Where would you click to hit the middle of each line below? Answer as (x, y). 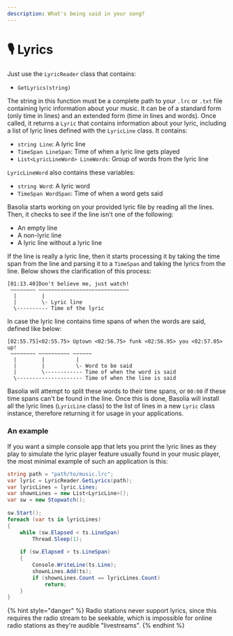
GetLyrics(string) (44, 88)
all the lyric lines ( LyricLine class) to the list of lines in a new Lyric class (111, 406)
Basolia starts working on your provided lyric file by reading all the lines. (111, 207)
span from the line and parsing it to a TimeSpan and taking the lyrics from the (116, 263)
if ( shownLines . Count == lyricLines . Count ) (96, 578)
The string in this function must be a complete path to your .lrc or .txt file (115, 101)
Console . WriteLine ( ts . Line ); (75, 565)
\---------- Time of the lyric (59, 308)
